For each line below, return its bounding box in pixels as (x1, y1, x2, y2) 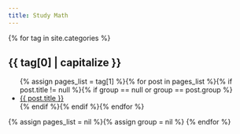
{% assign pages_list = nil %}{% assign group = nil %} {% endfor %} (8, 117, 231, 127)
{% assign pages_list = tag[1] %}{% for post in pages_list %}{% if (19, 76, 233, 87)
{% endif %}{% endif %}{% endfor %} (19, 102, 145, 111)
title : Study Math (8, 11, 68, 20)
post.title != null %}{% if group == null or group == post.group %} (19, 85, 234, 95)
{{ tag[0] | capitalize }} (8, 56, 122, 69)
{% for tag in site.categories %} (8, 33, 111, 43)
